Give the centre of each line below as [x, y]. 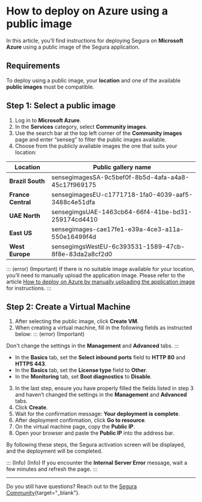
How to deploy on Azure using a [87, 11]
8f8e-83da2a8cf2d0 [82, 254]
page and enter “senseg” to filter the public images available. [90, 139]
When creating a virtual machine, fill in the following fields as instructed [103, 328]
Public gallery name [122, 167]
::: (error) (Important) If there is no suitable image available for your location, [100, 268]
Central [20, 202]
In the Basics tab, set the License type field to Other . [81, 370]
